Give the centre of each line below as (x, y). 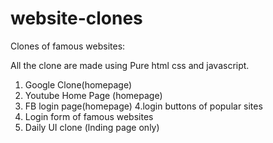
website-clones (76, 18)
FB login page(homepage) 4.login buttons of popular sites (143, 106)
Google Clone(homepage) (78, 84)
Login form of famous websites (89, 116)
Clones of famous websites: (68, 46)
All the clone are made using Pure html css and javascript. (130, 65)
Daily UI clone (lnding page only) (92, 127)
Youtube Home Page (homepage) (93, 95)
